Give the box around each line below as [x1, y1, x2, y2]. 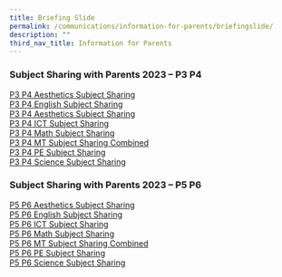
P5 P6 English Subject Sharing [9, 209, 123, 220]
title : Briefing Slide [9, 13, 95, 23]
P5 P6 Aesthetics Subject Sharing [9, 199, 135, 210]
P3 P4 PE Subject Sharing [9, 147, 106, 158]
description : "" [9, 30, 71, 39]
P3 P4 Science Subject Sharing [9, 156, 127, 167]
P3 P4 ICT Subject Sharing [9, 118, 110, 129]
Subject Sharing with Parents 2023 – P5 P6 [9, 178, 202, 191]
